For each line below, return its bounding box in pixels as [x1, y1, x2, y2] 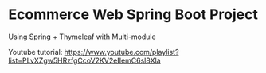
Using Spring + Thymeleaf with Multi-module [8, 32, 157, 41]
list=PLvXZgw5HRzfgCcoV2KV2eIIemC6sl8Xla [8, 56, 161, 65]
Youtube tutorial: [8, 47, 63, 56]
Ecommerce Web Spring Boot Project [8, 6, 259, 24]
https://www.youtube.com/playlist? [64, 47, 179, 56]
